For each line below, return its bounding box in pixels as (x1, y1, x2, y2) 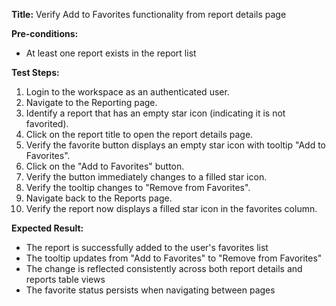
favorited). (25, 118, 69, 129)
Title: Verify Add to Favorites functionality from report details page (11, 9, 287, 20)
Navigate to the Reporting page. (25, 97, 158, 108)
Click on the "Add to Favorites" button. (25, 160, 185, 172)
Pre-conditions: (11, 28, 79, 39)
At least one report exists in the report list (25, 47, 197, 59)
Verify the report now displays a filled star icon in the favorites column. (25, 203, 318, 214)
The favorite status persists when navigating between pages (25, 284, 276, 296)
